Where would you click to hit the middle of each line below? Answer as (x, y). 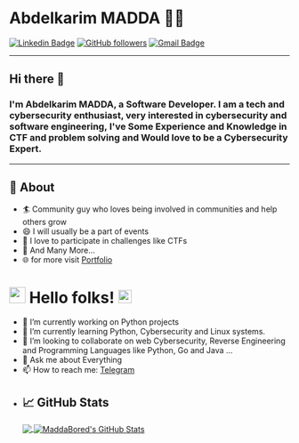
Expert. (25, 149)
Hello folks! (72, 298)
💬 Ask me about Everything (72, 360)
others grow (44, 222)
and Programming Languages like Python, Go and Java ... (127, 350)
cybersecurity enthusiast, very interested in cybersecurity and (148, 116)
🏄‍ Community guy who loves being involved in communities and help (149, 209)
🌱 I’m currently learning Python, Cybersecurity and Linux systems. (143, 332)
